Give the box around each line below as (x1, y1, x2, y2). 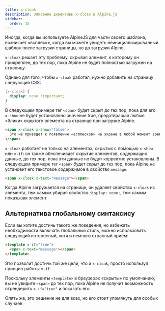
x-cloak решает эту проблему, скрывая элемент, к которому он (5, 55, 139, 61)
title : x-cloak (5, 7, 36, 12)
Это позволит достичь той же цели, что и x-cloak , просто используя (5, 260, 148, 266)
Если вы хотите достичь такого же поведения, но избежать (5, 222, 130, 228)
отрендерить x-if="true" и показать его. (5, 285, 91, 291)
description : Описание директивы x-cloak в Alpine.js (5, 12, 118, 17)
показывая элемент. (5, 195, 48, 201)
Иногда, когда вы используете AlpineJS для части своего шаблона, (5, 34, 146, 40)
